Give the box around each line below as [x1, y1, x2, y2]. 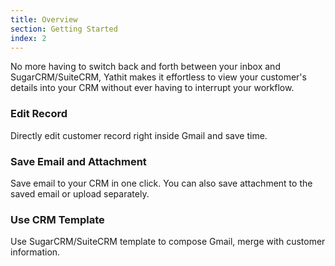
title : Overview [10, 14, 78, 25]
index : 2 [10, 33, 47, 43]
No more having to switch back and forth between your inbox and [10, 61, 281, 73]
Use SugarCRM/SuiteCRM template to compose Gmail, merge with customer [10, 236, 326, 248]
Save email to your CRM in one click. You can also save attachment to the [10, 177, 313, 189]
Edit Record [10, 107, 68, 121]
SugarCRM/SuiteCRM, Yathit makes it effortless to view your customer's [10, 71, 307, 83]
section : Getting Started [10, 24, 118, 34]
